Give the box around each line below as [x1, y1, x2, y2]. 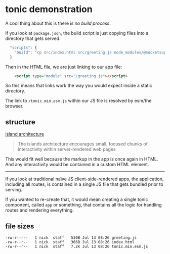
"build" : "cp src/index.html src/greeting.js [14, 49, 112, 55]
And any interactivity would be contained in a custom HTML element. [5, 162, 149, 168]
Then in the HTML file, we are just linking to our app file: [5, 64, 122, 70]
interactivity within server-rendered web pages [17, 146, 116, 153]
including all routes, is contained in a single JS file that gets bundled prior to [5, 181, 163, 187]
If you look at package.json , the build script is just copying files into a [5, 30, 149, 36]
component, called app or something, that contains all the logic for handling [5, 202, 162, 208]
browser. [5, 103, 24, 109]
